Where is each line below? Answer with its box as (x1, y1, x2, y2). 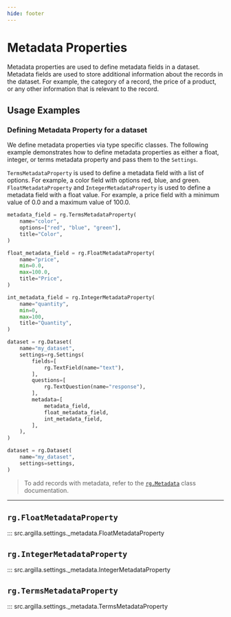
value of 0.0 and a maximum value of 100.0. (7, 198, 131, 207)
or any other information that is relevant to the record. (7, 84, 159, 93)
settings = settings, (19, 460, 76, 467)
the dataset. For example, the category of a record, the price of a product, (7, 77, 217, 85)
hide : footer (7, 10, 45, 17)
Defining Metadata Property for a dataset (7, 125, 148, 134)
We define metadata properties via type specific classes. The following (7, 141, 208, 149)
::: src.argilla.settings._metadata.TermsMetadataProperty (7, 603, 168, 611)
